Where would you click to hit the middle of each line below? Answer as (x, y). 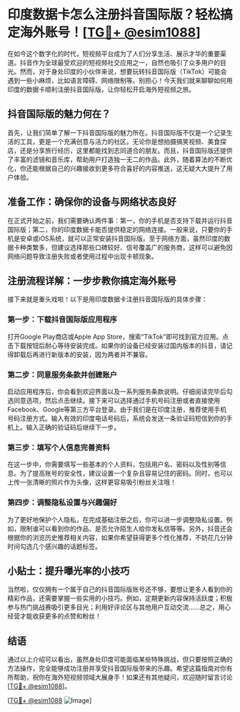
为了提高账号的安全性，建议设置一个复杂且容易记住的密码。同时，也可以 (126, 473)
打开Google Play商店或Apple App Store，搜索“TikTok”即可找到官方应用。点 (118, 336)
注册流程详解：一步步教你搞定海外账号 (92, 280)
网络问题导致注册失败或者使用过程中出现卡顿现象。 (82, 256)
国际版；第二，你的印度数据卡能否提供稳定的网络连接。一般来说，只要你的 (117, 229)
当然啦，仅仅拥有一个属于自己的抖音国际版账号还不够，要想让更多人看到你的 (120, 589)
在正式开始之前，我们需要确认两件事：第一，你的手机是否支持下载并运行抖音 (120, 220)
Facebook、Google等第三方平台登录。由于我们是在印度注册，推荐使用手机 (117, 409)
